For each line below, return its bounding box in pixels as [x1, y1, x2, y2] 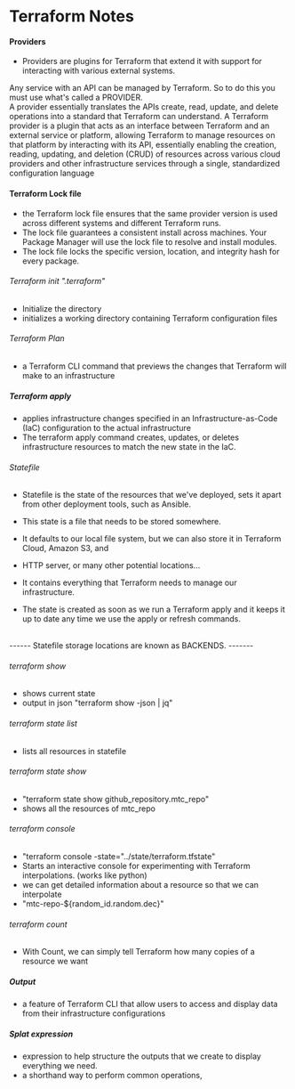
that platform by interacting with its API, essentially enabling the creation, [9, 140, 277, 150]
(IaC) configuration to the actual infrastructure [21, 422, 191, 433]
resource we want [21, 955, 89, 967]
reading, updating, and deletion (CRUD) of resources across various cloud [9, 149, 281, 159]
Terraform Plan [9, 333, 65, 344]
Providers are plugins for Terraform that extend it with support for [21, 56, 262, 67]
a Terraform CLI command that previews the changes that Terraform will [21, 361, 287, 371]
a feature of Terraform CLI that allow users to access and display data [21, 999, 278, 1010]
